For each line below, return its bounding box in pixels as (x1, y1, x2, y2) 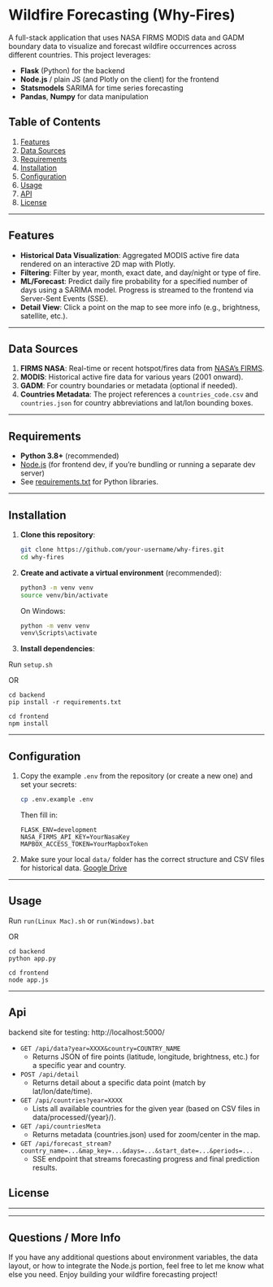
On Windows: (19, 606, 66, 615)
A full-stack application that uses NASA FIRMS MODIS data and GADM (8, 33, 245, 42)
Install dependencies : (19, 644, 95, 654)
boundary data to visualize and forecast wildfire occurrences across (8, 41, 237, 50)
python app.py (8, 954, 57, 962)
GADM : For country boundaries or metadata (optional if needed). (19, 381, 238, 391)
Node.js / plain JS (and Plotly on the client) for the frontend (19, 74, 219, 84)
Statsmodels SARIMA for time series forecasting (19, 83, 184, 93)
